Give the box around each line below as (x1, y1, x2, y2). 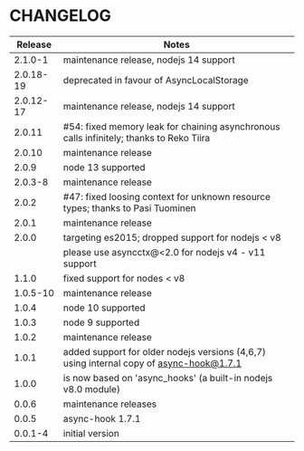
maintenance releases (62, 398, 157, 410)
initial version (62, 427, 119, 439)
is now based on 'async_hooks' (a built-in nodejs (62, 371, 273, 384)
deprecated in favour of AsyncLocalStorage (62, 73, 249, 86)
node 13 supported (62, 160, 147, 173)
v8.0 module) (62, 382, 120, 395)
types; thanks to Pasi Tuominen (62, 201, 196, 214)
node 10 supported (62, 301, 147, 313)
